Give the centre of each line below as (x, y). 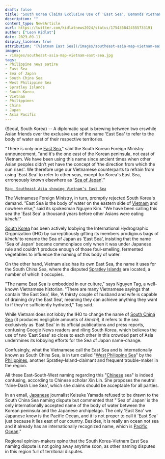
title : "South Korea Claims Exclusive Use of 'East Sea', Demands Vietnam (83, 14)
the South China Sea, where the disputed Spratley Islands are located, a (78, 269)
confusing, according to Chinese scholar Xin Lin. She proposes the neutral (80, 380)
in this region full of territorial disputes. (44, 451)
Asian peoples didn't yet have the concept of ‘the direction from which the (80, 164)
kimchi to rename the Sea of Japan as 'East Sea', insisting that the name (78, 239)
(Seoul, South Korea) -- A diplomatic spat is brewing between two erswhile (81, 129)
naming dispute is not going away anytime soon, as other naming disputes (80, 446)
